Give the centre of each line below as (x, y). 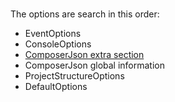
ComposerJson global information (95, 65)
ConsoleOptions (58, 44)
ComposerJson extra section (84, 55)
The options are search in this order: (85, 14)
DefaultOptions (56, 87)
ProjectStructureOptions (74, 76)
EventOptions (53, 34)
